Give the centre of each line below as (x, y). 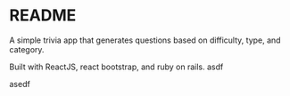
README (43, 16)
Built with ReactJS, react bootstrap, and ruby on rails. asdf (116, 67)
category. (27, 49)
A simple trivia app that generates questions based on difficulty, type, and (145, 40)
